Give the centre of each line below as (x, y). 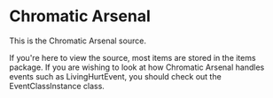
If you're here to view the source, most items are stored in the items (133, 57)
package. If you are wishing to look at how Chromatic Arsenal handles (137, 67)
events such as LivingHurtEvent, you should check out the (115, 76)
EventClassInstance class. (57, 86)
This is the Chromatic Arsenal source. (78, 41)
